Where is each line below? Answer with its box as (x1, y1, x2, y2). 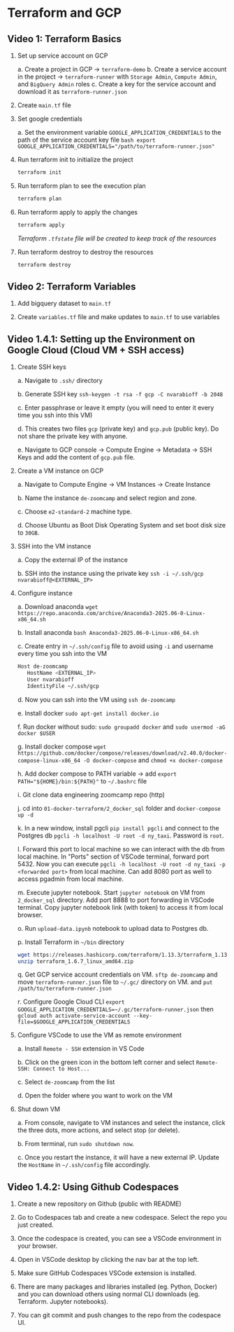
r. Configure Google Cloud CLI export (17, 997, 125, 1006)
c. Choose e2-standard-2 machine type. (17, 507, 133, 516)
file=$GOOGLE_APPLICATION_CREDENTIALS (17, 1018, 131, 1025)
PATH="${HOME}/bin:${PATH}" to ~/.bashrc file (17, 776, 147, 785)
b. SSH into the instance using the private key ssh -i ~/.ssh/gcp (17, 570, 204, 578)
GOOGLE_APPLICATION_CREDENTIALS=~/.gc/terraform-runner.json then (17, 1005, 214, 1014)
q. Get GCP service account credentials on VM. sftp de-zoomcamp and (17, 970, 218, 979)
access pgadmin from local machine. (17, 875, 124, 883)
